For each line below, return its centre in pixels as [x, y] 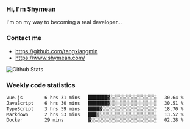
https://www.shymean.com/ [50, 58]
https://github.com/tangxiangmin [56, 51]
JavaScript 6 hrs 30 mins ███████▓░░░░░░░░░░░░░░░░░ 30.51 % [95, 103]
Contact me [24, 38]
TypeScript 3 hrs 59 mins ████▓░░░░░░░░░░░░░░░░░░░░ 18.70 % [95, 109]
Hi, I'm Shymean [31, 9]
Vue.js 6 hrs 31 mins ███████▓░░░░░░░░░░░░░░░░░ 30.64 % [95, 98]
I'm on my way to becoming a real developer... [64, 22]
